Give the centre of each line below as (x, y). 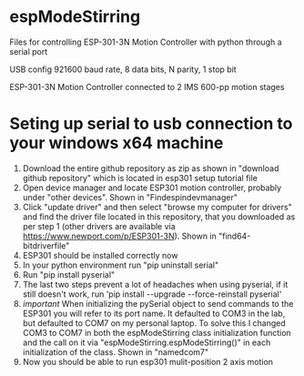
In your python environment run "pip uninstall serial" (121, 265)
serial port (29, 51)
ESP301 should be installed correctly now (100, 255)
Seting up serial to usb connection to (151, 124)
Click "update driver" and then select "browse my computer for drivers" (157, 207)
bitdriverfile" (46, 245)
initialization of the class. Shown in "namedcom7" (116, 351)
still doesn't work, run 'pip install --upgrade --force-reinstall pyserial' (152, 294)
